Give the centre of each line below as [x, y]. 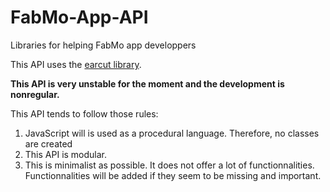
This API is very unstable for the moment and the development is [147, 83]
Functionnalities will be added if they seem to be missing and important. [173, 175]
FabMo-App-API [79, 17]
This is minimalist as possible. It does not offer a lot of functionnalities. [169, 165]
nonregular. [35, 94]
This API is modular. [66, 154]
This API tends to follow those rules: [84, 113]
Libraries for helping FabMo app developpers [103, 45]
